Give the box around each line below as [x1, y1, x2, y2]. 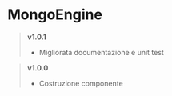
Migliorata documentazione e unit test [38, 47, 165, 57]
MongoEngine [7, 6, 103, 24]
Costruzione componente [38, 78, 123, 88]
